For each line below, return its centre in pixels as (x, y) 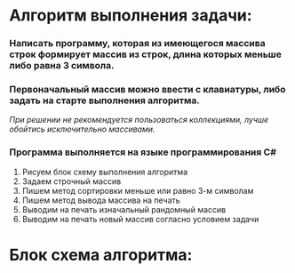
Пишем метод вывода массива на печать (101, 200)
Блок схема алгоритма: (101, 255)
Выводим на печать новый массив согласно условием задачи (140, 219)
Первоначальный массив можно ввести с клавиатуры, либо (147, 90)
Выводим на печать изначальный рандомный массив (124, 209)
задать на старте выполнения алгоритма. (104, 100)
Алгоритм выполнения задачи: (131, 16)
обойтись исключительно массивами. (82, 129)
